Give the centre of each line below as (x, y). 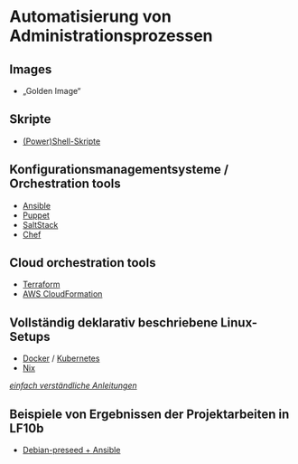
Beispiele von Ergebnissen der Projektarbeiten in (149, 414)
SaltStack (40, 224)
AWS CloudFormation (62, 294)
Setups (30, 336)
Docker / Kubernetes (61, 358)
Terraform (41, 284)
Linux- (239, 322)
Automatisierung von (90, 17)
